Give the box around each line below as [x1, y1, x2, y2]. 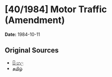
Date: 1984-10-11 [5, 31, 41, 37]
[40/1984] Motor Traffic [5, 4, 107, 15]
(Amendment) [5, 14, 65, 26]
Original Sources [5, 46, 59, 55]
